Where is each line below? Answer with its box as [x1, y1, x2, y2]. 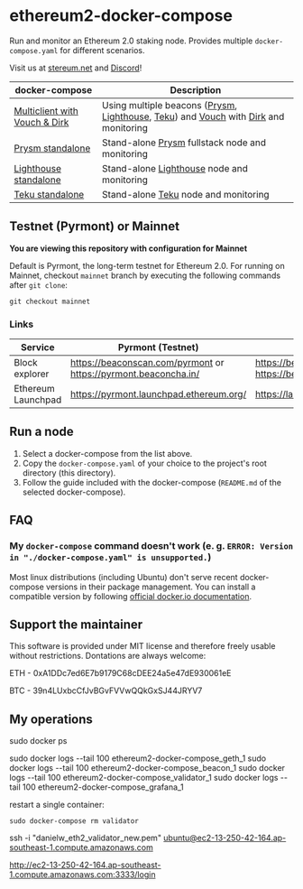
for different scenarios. [60, 44, 146, 55]
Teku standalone [14, 188, 85, 200]
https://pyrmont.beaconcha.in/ [70, 367, 200, 380]
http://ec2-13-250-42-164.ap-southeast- [9, 859, 161, 871]
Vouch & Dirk [14, 116, 69, 128]
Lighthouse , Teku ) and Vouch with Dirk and [102, 110, 285, 123]
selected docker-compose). [22, 486, 126, 497]
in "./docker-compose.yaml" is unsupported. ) [9, 551, 212, 564]
